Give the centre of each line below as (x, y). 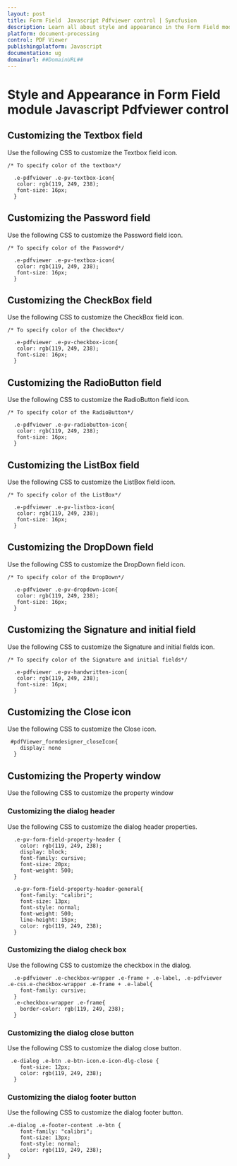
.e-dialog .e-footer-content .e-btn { (64, 1126)
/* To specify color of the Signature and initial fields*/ (98, 660)
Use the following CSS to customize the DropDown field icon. (96, 564)
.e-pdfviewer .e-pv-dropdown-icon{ (66, 590)
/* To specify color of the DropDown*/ (66, 577)
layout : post (26, 14)
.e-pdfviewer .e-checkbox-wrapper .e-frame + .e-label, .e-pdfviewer (118, 978)
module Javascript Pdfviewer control (118, 109)
